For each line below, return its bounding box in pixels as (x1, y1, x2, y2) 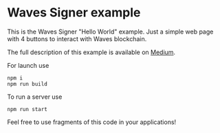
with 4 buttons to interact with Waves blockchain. (7, 34, 147, 43)
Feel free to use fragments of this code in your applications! (7, 118, 177, 126)
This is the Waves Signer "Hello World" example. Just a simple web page (7, 27, 214, 36)
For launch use (7, 61, 49, 69)
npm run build (7, 80, 48, 87)
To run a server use (7, 93, 63, 101)
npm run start (7, 106, 48, 112)
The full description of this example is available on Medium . (7, 48, 176, 56)
